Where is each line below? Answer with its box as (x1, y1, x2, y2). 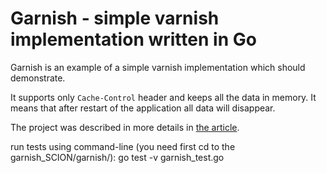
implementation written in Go (10, 28, 257, 51)
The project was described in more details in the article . (10, 121, 240, 133)
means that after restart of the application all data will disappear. (10, 102, 276, 114)
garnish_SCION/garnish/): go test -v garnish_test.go (10, 151, 225, 163)
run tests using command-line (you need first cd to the (10, 140, 236, 152)
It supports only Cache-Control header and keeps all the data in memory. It (10, 91, 317, 103)
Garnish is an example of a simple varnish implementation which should (10, 61, 306, 73)
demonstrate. (10, 72, 66, 84)
